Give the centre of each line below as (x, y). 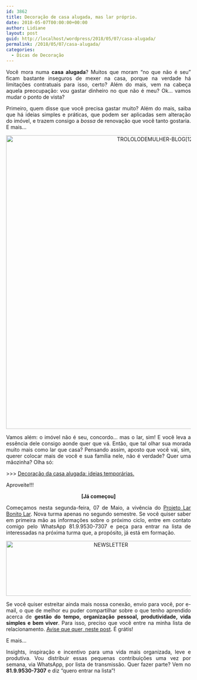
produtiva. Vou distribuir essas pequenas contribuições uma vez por (98, 658)
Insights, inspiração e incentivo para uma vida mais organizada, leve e (98, 652)
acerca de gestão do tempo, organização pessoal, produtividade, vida (98, 617)
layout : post (22, 33)
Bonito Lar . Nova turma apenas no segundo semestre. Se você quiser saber (98, 514)
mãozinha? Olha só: (30, 462)
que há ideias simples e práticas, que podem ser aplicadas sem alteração (98, 115)
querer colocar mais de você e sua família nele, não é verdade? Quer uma (98, 456)
